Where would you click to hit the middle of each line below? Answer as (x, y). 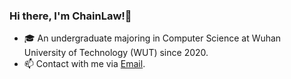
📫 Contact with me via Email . (84, 64)
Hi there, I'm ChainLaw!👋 (70, 16)
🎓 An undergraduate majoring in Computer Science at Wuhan (152, 38)
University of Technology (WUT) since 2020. (116, 53)
